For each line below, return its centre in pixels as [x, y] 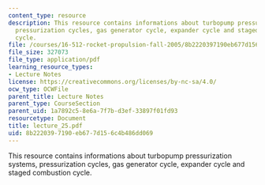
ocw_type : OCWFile [38, 89]
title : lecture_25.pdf [45, 126]
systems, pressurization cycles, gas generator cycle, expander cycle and [127, 164]
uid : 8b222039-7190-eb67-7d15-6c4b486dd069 [81, 133]
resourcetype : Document [47, 119]
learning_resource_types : [50, 67]
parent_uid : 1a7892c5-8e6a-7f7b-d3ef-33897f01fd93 [93, 111]
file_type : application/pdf [54, 60]
